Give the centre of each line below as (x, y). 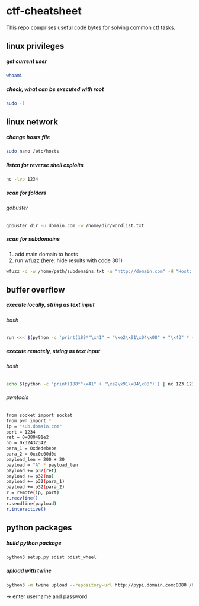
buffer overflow (36, 290)
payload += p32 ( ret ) (32, 470)
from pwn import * (29, 420)
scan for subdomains (33, 239)
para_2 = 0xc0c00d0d (32, 454)
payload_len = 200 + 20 (36, 459)
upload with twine (29, 571)
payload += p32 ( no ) (30, 476)
